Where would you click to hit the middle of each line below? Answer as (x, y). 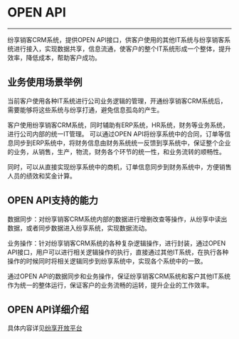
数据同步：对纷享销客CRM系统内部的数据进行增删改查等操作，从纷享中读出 (117, 219)
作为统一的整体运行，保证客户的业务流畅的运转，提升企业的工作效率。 (110, 285)
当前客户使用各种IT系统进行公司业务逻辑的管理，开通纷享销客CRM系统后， (117, 101)
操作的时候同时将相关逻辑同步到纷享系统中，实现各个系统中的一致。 (107, 260)
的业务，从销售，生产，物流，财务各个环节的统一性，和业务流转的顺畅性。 (116, 151)
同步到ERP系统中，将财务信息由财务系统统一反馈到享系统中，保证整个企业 (122, 143)
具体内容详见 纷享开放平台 (45, 328)
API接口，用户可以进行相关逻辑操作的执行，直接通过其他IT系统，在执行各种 (118, 252)
